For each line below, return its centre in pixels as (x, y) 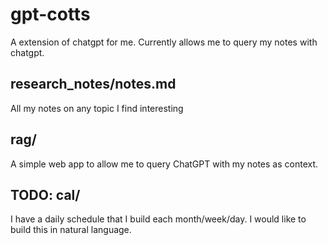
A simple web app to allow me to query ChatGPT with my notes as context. (164, 164)
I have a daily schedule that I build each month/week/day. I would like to (158, 219)
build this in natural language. (71, 230)
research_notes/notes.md (93, 84)
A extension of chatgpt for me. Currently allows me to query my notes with (164, 42)
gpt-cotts (50, 14)
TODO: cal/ (45, 194)
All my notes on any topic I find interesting (97, 108)
